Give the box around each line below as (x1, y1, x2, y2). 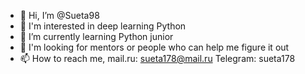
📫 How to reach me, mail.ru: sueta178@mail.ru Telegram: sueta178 (19, 53, 296, 64)
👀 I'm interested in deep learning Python (19, 20, 187, 32)
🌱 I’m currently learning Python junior (19, 31, 174, 42)
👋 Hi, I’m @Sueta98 (19, 10, 100, 21)
